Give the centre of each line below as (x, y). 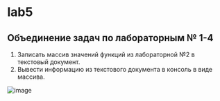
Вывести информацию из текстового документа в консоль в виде (115, 69)
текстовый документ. (49, 62)
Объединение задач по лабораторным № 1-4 (110, 38)
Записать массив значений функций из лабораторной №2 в (106, 54)
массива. (31, 77)
